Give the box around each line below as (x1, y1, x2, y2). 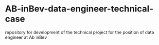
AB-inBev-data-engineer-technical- (5, 3, 154, 14)
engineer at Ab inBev (5, 34, 47, 40)
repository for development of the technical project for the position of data (5, 29, 154, 35)
